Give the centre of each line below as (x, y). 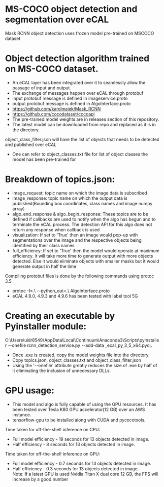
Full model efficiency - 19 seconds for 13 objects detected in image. (81, 439)
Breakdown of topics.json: (60, 179)
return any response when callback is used (56, 229)
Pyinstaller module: (46, 326)
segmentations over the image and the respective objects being (77, 240)
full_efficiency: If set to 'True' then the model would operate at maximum (86, 251)
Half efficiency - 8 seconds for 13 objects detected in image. (74, 444)
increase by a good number (40, 479)
